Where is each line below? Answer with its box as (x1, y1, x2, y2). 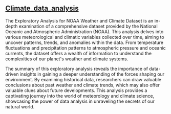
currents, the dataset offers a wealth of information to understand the (5, 50, 152, 56)
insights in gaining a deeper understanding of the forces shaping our (19, 71, 165, 77)
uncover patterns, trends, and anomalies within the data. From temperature (5, 39, 164, 45)
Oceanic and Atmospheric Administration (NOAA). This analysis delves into (5, 28, 164, 35)
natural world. (5, 103, 35, 109)
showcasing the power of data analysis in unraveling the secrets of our (5, 98, 155, 104)
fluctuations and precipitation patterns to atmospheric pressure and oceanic (5, 44, 166, 51)
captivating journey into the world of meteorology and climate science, (5, 93, 155, 99)
